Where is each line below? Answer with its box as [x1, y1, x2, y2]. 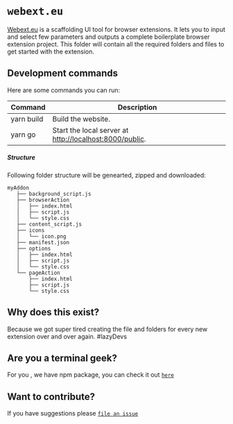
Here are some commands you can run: [7, 85, 121, 94]
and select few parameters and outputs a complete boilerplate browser [7, 33, 210, 41]
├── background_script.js [16, 190, 92, 197]
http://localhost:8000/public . [52, 134, 146, 144]
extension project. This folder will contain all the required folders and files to [7, 40, 225, 48]
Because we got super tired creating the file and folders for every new [7, 325, 208, 333]
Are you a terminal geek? [7, 352, 118, 364]
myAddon [7, 184, 30, 192]
